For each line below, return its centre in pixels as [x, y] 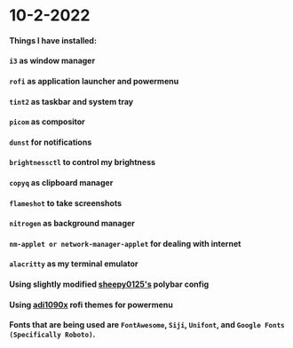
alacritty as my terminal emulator [74, 264]
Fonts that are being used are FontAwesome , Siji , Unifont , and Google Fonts [147, 325]
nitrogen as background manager [72, 224]
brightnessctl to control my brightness [83, 162]
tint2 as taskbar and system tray [71, 101]
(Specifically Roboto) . [52, 335]
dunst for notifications [51, 142]
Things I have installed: [53, 40]
